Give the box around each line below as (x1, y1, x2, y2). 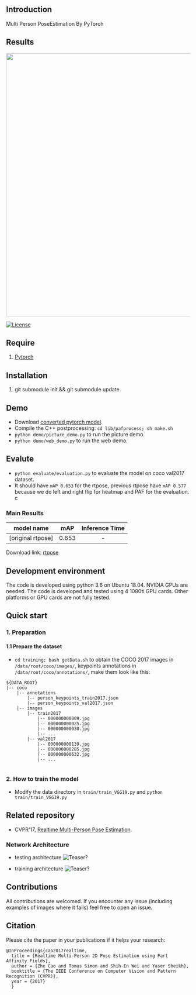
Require (6, 338, 35, 348)
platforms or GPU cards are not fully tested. (6, 594, 111, 601)
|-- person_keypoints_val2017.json (27, 700, 114, 706)
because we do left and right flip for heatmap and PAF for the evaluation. (14, 488, 190, 495)
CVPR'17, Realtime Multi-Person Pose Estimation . (14, 826, 132, 833)
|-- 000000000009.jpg (37, 715, 90, 721)
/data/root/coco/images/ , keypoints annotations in (14, 662, 136, 669)
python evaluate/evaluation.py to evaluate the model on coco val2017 (14, 469, 185, 476)
